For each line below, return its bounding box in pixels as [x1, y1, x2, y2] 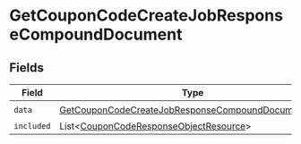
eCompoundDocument [9, 24, 183, 45]
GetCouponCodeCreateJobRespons [9, 5, 284, 26]
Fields [9, 60, 45, 75]
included [13, 122, 51, 131]
